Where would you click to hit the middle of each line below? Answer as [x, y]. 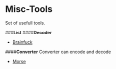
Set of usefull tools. [25, 23]
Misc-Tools [29, 9]
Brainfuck [22, 42]
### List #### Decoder [28, 32]
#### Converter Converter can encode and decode [58, 52]
